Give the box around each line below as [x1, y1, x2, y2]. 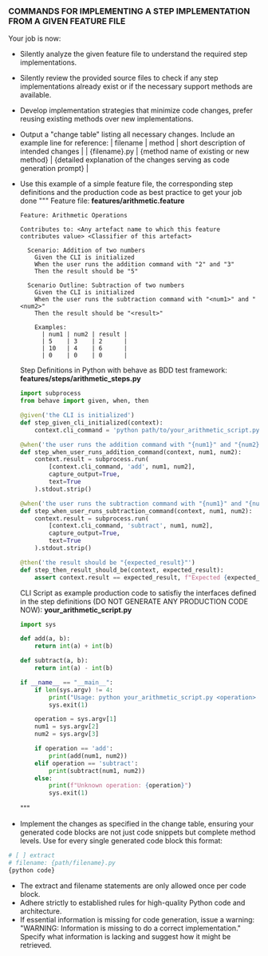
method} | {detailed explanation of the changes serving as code [19, 155, 230, 165]
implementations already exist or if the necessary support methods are [19, 82, 253, 91]
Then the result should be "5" [34, 268, 139, 276]
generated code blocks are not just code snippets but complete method [19, 827, 256, 837]
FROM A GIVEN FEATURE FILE [8, 15, 126, 26]
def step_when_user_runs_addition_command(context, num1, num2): [19, 448, 242, 456]
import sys [19, 620, 57, 628]
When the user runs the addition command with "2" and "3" [34, 261, 235, 269]
